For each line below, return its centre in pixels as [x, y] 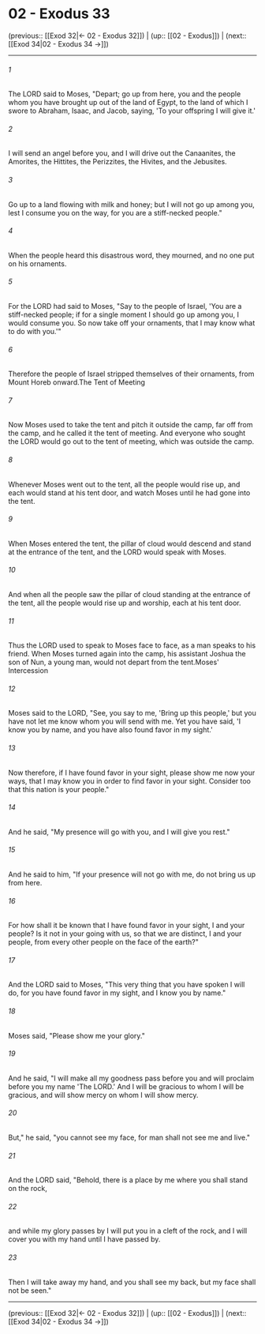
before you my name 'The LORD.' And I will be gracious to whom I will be [126, 1086]
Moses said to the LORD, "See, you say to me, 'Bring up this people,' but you [132, 713]
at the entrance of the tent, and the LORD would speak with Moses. [117, 552]
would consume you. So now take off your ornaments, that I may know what [132, 323]
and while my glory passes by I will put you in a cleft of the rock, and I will [128, 1231]
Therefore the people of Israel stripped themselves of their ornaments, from [131, 374]
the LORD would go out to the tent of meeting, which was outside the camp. [131, 442]
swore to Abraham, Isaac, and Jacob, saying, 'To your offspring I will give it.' [132, 111]
